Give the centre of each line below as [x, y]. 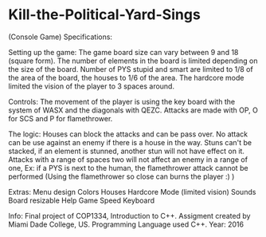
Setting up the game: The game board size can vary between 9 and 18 [123, 52]
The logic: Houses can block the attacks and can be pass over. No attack [128, 134]
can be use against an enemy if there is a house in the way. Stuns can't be [130, 142]
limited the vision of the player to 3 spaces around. [92, 86]
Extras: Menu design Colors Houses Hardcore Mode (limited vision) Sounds [132, 192]
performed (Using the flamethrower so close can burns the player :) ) [121, 176]
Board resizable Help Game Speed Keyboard [82, 200]
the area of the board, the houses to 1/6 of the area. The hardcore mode [126, 77]
